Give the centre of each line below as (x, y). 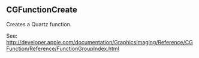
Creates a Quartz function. (39, 24)
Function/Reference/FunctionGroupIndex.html (63, 48)
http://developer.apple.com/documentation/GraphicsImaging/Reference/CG (99, 42)
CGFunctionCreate (42, 10)
